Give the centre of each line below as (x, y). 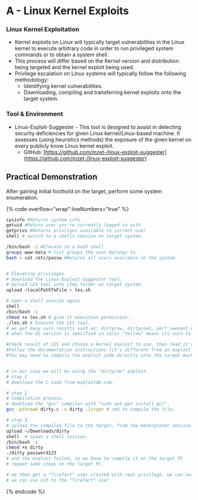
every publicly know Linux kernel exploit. (64, 145)
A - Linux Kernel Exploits (68, 11)
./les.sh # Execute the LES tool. (49, 323)
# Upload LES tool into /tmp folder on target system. (75, 285)
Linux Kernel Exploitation (43, 30)
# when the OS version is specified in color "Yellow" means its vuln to (99, 334)
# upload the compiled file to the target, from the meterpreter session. (100, 426)
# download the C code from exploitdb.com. (60, 382)
